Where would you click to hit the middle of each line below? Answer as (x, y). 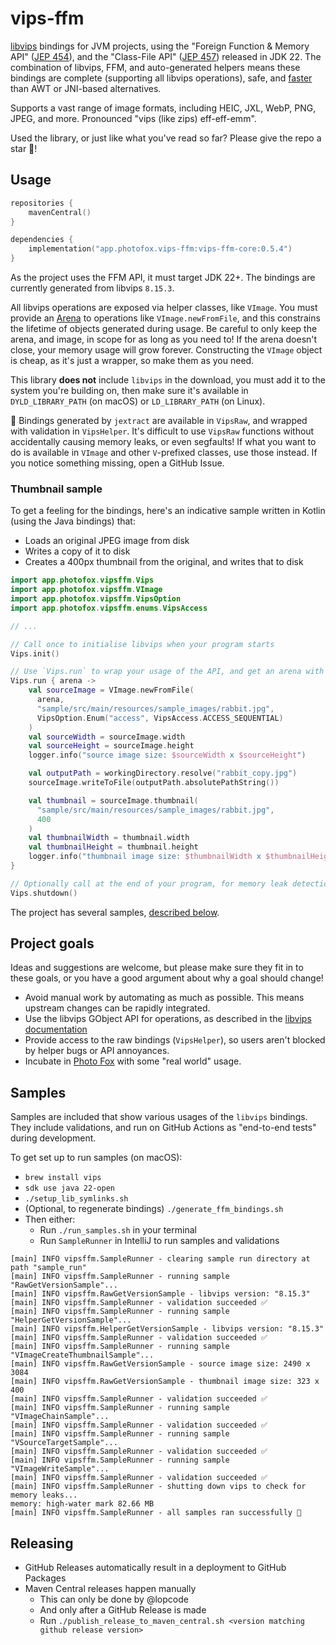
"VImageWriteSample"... (60, 1469)
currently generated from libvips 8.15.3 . (92, 288)
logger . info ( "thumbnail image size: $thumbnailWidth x (145, 857)
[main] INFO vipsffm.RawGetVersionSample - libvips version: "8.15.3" (160, 1294)
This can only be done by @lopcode (114, 1599)
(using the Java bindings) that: (73, 521)
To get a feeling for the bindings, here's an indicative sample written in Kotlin (168, 511)
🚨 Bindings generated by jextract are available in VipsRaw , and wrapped (159, 420)
